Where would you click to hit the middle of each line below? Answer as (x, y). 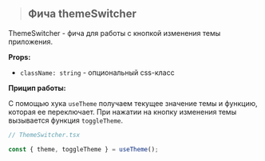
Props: (20, 57)
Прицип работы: (37, 88)
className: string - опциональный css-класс (97, 73)
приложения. (31, 41)
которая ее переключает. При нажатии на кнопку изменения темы (123, 112)
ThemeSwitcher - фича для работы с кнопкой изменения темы (115, 33)
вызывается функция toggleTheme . (66, 120)
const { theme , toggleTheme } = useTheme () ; (83, 149)
